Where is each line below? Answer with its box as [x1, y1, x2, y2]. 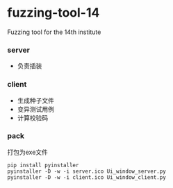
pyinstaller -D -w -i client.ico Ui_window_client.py [7, 173, 167, 181]
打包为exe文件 [7, 148, 49, 156]
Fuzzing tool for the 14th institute [7, 28, 101, 36]
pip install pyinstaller [7, 162, 79, 169]
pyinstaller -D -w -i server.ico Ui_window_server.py [7, 168, 167, 175]
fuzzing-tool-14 [7, 5, 100, 21]
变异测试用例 [17, 105, 54, 113]
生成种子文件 [17, 96, 54, 105]
